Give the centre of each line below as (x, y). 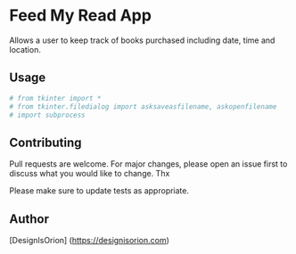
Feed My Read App (80, 16)
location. (25, 49)
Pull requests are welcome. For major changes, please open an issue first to (148, 164)
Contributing (45, 142)
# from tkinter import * (55, 98)
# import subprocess (48, 115)
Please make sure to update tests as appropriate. (99, 191)
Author (29, 219)
